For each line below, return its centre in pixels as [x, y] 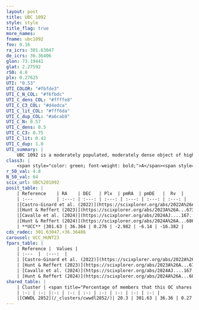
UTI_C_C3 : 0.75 [25, 133]
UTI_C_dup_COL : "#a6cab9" [38, 116]
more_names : [21, 34]
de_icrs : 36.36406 [29, 56]
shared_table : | [26, 282]
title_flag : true [28, 28]
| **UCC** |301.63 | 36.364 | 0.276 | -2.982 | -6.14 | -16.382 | [100, 226]
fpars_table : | [25, 243]
